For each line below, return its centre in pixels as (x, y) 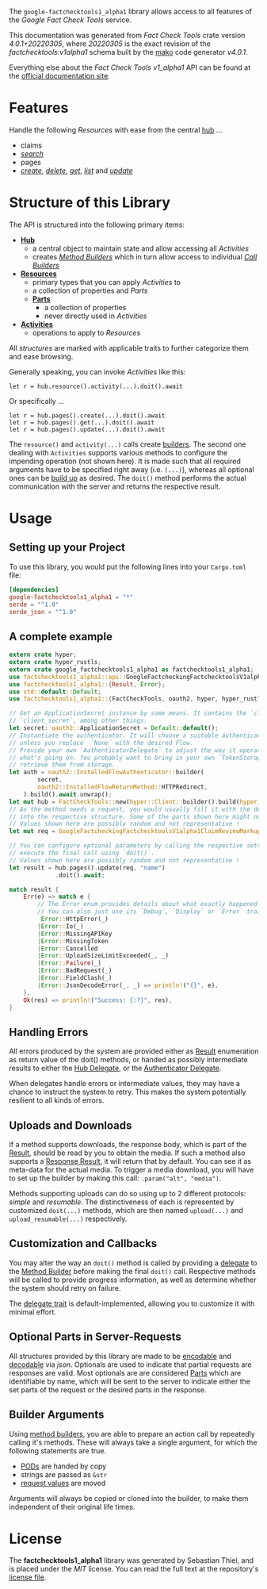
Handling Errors (49, 1032)
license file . (28, 1577)
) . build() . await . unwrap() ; (68, 794)
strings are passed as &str (64, 1474)
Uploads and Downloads (71, 1125)
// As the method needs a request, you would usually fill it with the (130, 809)
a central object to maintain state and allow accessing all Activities (140, 248)
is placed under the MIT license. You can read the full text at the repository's (134, 1569)
